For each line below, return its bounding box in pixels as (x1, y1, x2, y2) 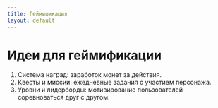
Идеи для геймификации (7, 47, 162, 64)
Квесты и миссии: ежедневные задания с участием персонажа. (17, 78, 212, 87)
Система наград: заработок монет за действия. (17, 71, 162, 79)
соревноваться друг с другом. (17, 93, 111, 102)
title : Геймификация (7, 10, 68, 18)
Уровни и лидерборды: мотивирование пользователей (17, 85, 183, 94)
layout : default (7, 17, 55, 24)
